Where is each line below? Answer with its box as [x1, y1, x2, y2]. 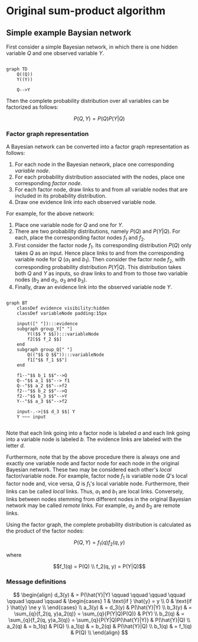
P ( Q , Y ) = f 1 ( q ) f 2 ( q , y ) [73, 539, 125, 547]
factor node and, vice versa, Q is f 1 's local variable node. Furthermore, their [6, 480, 190, 489]
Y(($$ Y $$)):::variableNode [27, 331, 99, 338]
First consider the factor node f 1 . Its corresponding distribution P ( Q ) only [14, 242, 192, 250]
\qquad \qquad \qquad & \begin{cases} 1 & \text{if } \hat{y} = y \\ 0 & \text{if [7, 597, 192, 604]
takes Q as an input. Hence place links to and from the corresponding [14, 249, 184, 257]
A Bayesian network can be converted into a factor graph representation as [6, 143, 190, 150]
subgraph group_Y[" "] [17, 326, 73, 332]
